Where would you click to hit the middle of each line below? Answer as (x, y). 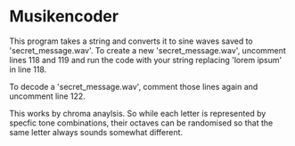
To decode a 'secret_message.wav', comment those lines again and (134, 86)
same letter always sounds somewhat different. (96, 132)
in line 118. (28, 69)
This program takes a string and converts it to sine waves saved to (131, 41)
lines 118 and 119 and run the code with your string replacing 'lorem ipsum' (146, 60)
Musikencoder (64, 16)
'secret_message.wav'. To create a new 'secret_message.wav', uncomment (148, 50)
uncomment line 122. (48, 96)
